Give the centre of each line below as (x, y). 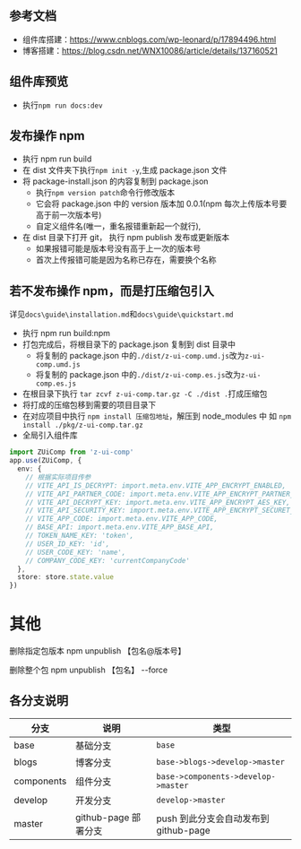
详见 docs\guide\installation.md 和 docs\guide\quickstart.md (121, 314)
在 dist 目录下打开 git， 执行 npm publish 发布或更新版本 (126, 238)
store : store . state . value (66, 577)
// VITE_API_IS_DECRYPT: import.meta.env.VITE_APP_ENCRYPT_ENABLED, (156, 485)
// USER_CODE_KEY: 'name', (76, 552)
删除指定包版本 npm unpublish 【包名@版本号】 (98, 651)
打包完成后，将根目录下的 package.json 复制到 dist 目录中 (129, 344)
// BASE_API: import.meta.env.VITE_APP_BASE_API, (120, 527)
